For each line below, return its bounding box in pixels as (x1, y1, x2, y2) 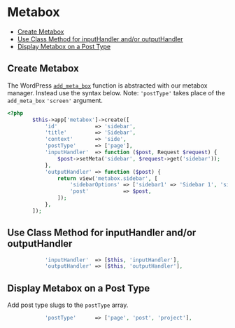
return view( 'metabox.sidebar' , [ (57, 175, 158, 182)
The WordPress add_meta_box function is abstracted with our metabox (7, 81, 208, 90)
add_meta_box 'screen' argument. (7, 96, 104, 104)
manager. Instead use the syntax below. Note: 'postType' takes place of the (7, 88, 225, 97)
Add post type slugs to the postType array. (7, 301, 129, 309)
